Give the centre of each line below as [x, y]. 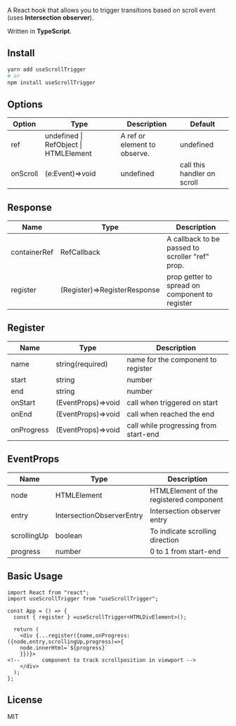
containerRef [32, 252]
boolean [69, 535]
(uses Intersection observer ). [51, 18]
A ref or [133, 136]
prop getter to [190, 277]
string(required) [82, 364]
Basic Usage [35, 576]
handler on [198, 173]
